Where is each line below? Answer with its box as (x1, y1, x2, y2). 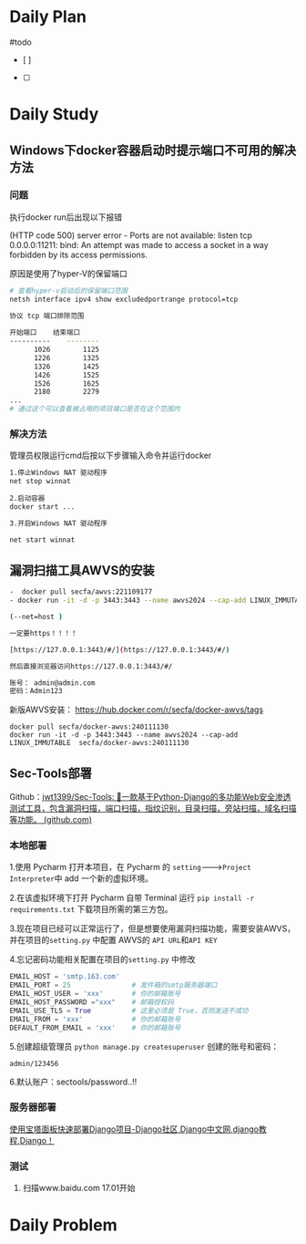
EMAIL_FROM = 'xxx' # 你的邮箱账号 (9, 1014, 181, 1023)
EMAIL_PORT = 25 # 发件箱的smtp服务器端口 (9, 980, 218, 990)
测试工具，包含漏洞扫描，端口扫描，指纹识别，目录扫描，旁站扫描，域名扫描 (9, 803, 297, 814)
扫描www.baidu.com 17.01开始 (22, 1183, 136, 1194)
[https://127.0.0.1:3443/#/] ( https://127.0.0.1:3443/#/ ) (9, 645, 230, 654)
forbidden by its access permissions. (9, 249, 148, 260)
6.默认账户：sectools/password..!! (9, 1076, 138, 1087)
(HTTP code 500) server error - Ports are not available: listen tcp (9, 230, 252, 241)
